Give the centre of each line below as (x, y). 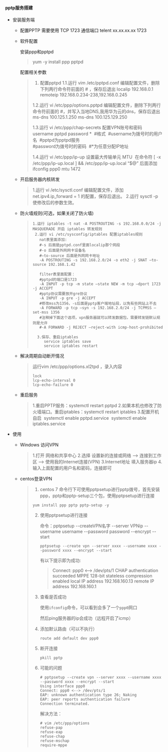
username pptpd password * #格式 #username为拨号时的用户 (97, 134)
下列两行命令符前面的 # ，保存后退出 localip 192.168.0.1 (97, 89)
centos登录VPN (36, 479)
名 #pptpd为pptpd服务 (56, 140)
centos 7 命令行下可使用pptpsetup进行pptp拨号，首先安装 (100, 490)
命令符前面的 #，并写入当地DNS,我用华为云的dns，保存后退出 (96, 112)
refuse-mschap (55, 741)
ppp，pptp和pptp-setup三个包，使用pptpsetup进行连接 (97, 496)
